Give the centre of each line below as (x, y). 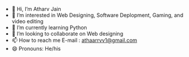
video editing (28, 21)
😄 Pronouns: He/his (36, 49)
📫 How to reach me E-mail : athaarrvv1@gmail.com (74, 40)
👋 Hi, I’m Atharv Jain (36, 9)
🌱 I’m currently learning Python (49, 27)
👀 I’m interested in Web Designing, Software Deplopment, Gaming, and (97, 15)
